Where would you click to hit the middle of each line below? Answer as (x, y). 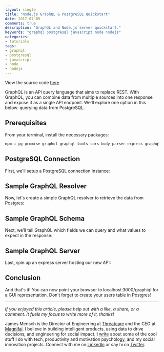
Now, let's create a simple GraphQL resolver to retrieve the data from (74, 198)
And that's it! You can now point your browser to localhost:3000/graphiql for (82, 289)
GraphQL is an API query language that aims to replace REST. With (72, 92)
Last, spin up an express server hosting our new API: (58, 263)
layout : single (20, 10)
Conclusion (23, 278)
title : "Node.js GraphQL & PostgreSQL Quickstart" (58, 14)
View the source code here (32, 83)
